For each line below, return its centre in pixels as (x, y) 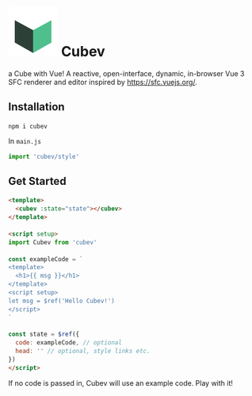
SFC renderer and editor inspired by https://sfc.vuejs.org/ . (103, 82)
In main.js (25, 140)
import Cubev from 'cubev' (53, 242)
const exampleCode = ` (46, 259)
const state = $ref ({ (44, 334)
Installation (36, 107)
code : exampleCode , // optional (69, 343)
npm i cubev (28, 126)
